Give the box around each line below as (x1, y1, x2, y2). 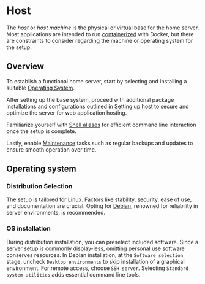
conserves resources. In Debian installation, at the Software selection (6, 251, 184, 258)
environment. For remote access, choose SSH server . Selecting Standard (6, 264, 188, 272)
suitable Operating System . (6, 84, 75, 91)
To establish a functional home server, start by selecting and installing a (6, 77, 187, 85)
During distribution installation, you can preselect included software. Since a (6, 238, 199, 245)
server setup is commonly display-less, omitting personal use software (6, 245, 185, 252)
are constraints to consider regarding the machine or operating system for (6, 37, 193, 44)
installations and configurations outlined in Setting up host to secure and (6, 102, 189, 110)
